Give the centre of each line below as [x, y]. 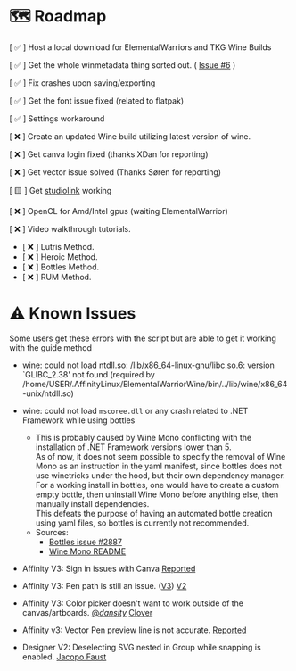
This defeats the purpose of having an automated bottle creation [154, 513]
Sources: [52, 532]
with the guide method [50, 347]
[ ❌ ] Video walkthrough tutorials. [70, 228]
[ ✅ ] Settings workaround [57, 118]
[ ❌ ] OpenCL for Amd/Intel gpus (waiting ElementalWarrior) [119, 211]
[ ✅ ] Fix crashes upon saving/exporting [82, 83]
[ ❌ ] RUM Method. [57, 277]
